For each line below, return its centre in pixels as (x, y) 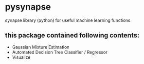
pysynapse (28, 7)
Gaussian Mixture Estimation (41, 47)
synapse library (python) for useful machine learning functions (68, 20)
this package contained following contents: (72, 35)
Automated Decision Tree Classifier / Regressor (60, 52)
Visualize (21, 57)
